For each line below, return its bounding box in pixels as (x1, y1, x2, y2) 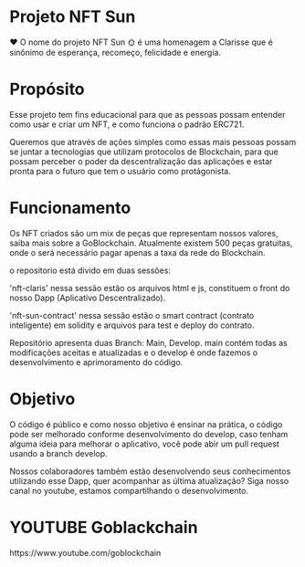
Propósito (9, 79, 85, 100)
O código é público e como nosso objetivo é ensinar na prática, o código (9, 418, 283, 430)
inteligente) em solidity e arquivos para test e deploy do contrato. (9, 320, 255, 331)
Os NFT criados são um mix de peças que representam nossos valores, (9, 227, 279, 238)
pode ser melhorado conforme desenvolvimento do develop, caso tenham (9, 428, 289, 439)
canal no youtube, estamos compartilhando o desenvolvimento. (9, 485, 249, 496)
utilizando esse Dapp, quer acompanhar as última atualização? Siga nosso (9, 475, 289, 486)
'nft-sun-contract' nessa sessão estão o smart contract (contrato (9, 310, 255, 320)
